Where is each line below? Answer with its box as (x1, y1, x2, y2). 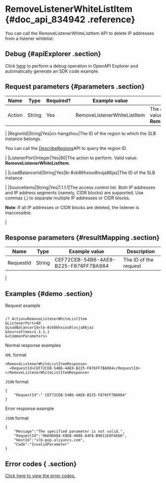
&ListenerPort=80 (5, 321, 41, 326)
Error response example (5, 406, 54, 411)
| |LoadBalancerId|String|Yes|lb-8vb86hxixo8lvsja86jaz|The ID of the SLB (5, 169, 156, 176)
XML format (5, 352, 27, 358)
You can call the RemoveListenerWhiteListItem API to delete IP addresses (5, 30, 155, 36)
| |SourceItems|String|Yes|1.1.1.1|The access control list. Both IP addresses (5, 184, 156, 190)
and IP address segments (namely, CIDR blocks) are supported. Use (5, 189, 144, 195)
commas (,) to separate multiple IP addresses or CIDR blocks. (5, 195, 130, 201)
